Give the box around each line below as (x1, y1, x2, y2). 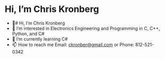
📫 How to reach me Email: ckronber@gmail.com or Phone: (12, 41, 134, 47)
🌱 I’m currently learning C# (12, 36, 68, 42)
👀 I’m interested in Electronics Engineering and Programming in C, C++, (12, 25, 160, 31)
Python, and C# (12, 30, 45, 36)
